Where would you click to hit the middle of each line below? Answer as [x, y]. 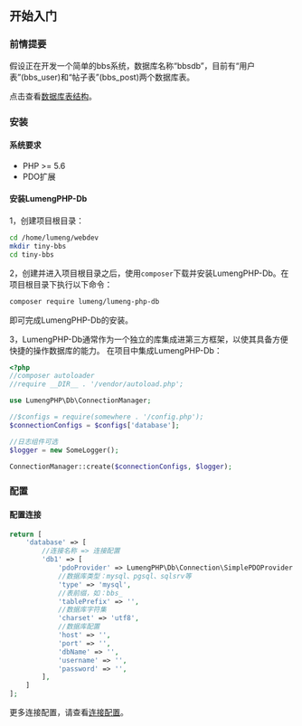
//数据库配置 [79, 627]
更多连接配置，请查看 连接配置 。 [69, 712]
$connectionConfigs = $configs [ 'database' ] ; [94, 425]
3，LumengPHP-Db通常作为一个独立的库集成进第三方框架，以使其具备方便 [149, 339]
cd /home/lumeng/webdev [54, 238]
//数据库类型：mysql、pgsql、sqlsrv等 [124, 576]
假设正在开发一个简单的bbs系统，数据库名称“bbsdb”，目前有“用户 [132, 65]
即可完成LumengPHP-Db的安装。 [71, 320]
